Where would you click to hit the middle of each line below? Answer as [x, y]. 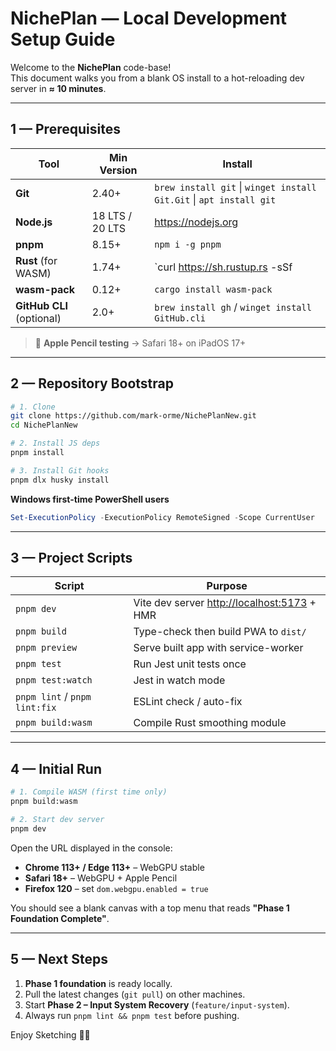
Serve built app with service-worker [218, 648]
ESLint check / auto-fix [188, 702]
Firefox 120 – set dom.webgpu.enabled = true [116, 888]
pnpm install [37, 453]
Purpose [227, 586]
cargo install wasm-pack [213, 289]
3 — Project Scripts [71, 557]
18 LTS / [112, 215]
